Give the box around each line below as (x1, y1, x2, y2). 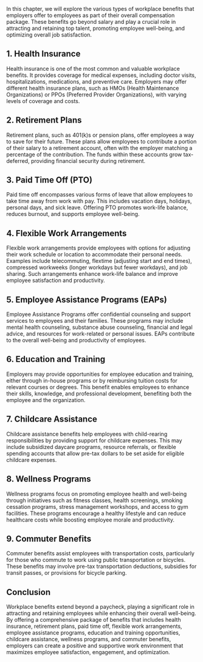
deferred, (6, 157, 30, 164)
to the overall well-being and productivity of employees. (6, 337, 146, 344)
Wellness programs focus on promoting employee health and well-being (6, 490, 187, 497)
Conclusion (6, 587, 51, 597)
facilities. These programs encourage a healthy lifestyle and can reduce (6, 509, 187, 517)
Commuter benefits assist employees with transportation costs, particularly (6, 550, 194, 557)
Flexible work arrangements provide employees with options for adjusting (6, 244, 190, 252)
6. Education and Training (6, 354, 106, 365)
